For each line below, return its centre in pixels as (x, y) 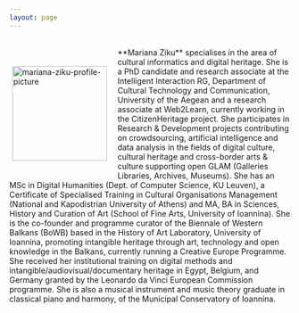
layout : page (33, 17)
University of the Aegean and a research (192, 100)
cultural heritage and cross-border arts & (192, 156)
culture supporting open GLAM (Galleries (193, 166)
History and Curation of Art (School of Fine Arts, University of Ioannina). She (150, 213)
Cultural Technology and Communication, (194, 90)
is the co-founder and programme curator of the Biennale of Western (136, 223)
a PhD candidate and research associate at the (203, 71)
